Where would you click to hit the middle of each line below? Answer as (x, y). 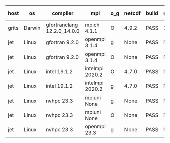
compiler (63, 13)
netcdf (132, 13)
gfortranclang (62, 25)
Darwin (32, 28)
